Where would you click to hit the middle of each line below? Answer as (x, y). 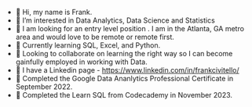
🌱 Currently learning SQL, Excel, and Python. (88, 45)
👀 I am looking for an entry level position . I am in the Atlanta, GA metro (130, 29)
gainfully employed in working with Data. (81, 62)
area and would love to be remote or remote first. (95, 37)
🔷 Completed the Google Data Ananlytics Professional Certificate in (124, 78)
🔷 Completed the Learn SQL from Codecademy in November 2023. (124, 95)
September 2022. (44, 87)
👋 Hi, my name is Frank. (54, 12)
